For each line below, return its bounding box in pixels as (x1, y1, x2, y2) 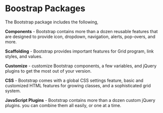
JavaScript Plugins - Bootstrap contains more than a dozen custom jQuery (5, 97, 156, 103)
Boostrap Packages (5, 3, 86, 14)
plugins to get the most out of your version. (5, 68, 92, 74)
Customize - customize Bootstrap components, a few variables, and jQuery (5, 63, 157, 69)
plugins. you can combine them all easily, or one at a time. (5, 102, 122, 108)
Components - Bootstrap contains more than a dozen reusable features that (5, 28, 158, 34)
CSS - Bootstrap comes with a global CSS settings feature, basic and (5, 77, 144, 83)
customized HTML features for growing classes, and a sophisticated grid (5, 82, 151, 88)
